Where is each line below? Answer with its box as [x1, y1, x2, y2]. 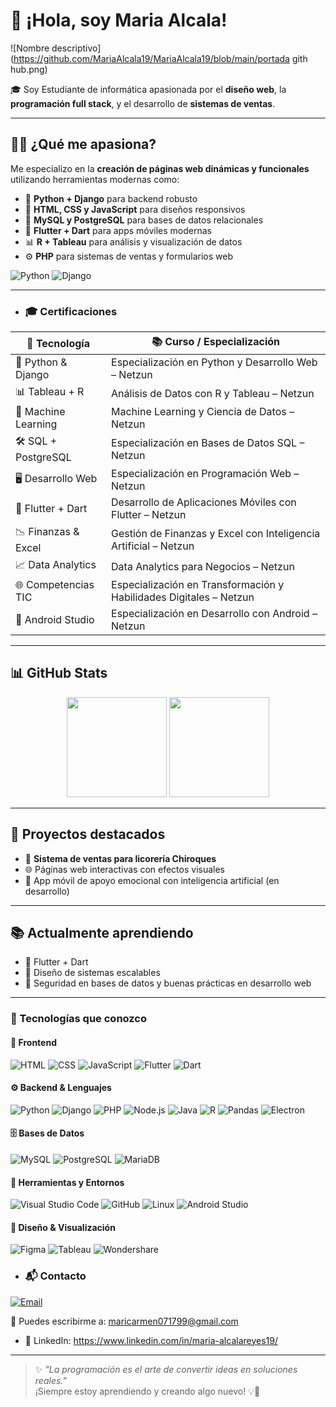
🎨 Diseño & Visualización [10, 1221, 116, 1233]
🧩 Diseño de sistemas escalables [24, 967, 161, 979]
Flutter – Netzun [111, 508, 187, 522]
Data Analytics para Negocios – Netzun [111, 559, 295, 573]
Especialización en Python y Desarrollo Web [111, 355, 318, 369]
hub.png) [10, 63, 48, 75]
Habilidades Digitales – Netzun [111, 590, 255, 604]
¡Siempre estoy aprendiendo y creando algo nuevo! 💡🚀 [34, 1385, 261, 1397]
